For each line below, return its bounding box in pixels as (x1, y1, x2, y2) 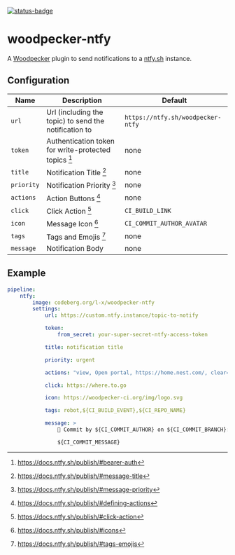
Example (7, 267, 46, 280)
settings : (32, 306, 61, 313)
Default (162, 95, 187, 105)
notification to (46, 125, 92, 135)
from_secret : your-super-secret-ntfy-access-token (57, 331, 208, 338)
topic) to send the (46, 116, 105, 125)
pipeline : (7, 286, 36, 293)
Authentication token (46, 136, 115, 146)
